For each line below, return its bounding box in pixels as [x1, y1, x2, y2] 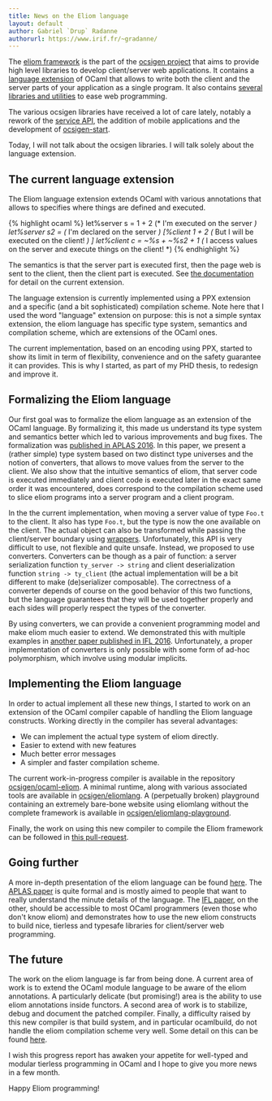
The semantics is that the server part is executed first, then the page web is [8, 260, 261, 270]
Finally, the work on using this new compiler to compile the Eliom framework [8, 823, 264, 833]
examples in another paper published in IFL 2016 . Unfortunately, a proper [8, 636, 253, 646]
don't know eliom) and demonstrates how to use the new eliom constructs [8, 912, 257, 921]
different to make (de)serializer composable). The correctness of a [8, 577, 231, 586]
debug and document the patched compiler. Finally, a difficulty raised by [8, 1009, 251, 1019]
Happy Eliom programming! [8, 1083, 100, 1094]
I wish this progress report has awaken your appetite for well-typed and [8, 1051, 248, 1060]
